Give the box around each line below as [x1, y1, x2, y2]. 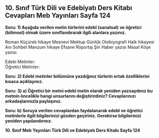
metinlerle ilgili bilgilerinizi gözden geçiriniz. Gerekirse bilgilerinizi [5, 113, 141, 119]
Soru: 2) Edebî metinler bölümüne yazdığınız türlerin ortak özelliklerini [5, 73, 150, 79]
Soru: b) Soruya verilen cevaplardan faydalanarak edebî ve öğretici [5, 107, 143, 113]
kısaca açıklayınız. [5, 78, 44, 84]
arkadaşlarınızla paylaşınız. [5, 98, 62, 104]
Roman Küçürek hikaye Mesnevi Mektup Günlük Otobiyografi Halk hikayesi [5, 39, 155, 45]
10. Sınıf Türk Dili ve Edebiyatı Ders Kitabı [5, 4, 132, 12]
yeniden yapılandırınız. [5, 118, 53, 123]
